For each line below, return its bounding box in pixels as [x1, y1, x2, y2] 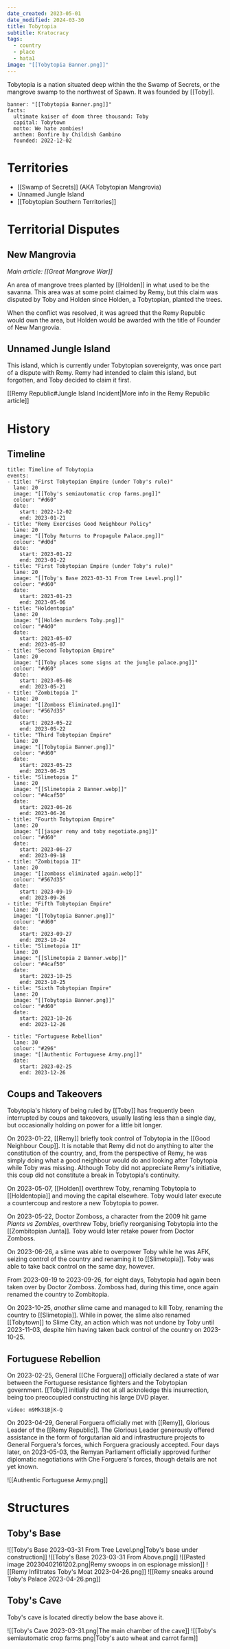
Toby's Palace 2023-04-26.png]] [7, 1575, 101, 1583]
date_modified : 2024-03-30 [7, 17, 84, 23]
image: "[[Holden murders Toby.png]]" [13, 617, 125, 624]
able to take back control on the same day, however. [7, 1262, 155, 1271]
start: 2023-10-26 [19, 1015, 72, 1022]
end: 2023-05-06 [19, 599, 67, 606]
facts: [7, 107, 26, 114]
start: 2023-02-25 [19, 1063, 72, 1070]
